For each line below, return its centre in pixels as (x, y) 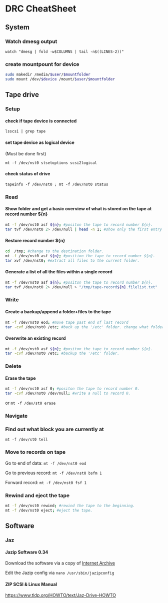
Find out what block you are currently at (54, 429)
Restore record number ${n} (35, 241)
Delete (13, 366)
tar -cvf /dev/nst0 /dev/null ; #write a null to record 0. (68, 393)
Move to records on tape (35, 452)
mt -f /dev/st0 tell (27, 440)
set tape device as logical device (40, 142)
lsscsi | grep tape (25, 131)
